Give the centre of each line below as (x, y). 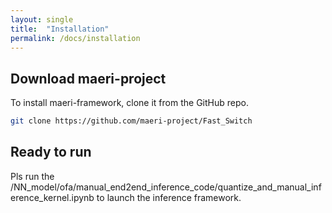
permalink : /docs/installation (75, 38)
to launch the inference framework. (169, 197)
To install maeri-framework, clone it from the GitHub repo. (129, 103)
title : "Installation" (60, 29)
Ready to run (51, 152)
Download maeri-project (88, 78)
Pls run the (32, 176)
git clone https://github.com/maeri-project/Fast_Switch (131, 121)
